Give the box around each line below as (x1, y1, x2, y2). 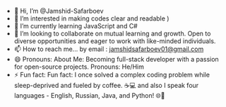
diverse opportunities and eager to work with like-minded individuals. (13, 37, 216, 45)
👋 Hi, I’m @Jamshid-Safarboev (13, 7, 104, 15)
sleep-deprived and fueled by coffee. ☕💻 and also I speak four (13, 81, 199, 89)
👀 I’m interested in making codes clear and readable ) (13, 14, 169, 23)
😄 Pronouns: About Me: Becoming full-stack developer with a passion (13, 55, 219, 63)
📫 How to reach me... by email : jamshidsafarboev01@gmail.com (13, 45, 204, 53)
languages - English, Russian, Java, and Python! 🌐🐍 (13, 91, 165, 99)
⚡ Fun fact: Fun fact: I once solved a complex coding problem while (13, 71, 210, 79)
